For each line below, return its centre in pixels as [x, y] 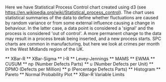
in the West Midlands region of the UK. [45, 49]
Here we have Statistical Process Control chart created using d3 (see [76, 7]
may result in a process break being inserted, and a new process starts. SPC [83, 39]
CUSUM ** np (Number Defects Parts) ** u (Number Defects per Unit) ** [79, 64]
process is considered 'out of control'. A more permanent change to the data [83, 33]
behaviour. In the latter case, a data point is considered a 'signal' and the [79, 28]
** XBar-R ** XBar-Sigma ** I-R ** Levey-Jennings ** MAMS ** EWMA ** [80, 59]
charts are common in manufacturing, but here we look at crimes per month [83, 44]
